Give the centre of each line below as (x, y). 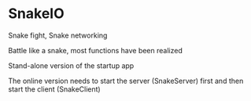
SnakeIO (36, 14)
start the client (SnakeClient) (54, 89)
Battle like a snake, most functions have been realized (95, 50)
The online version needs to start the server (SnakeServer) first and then (126, 81)
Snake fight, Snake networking (58, 35)
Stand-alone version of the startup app (71, 65)
